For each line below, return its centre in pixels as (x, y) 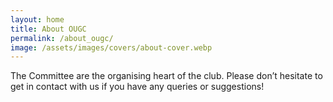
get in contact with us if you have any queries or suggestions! (137, 87)
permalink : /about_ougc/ (62, 38)
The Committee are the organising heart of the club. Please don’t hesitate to (166, 76)
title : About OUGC (48, 29)
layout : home (37, 19)
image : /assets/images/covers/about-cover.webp (111, 47)
